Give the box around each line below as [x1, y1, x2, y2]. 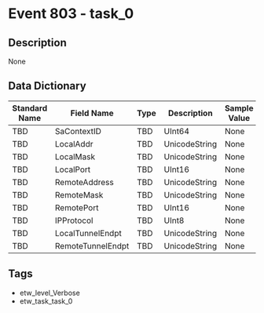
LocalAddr [54, 138, 93, 149]
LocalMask [54, 151, 96, 162]
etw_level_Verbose [19, 288, 80, 297]
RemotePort [54, 202, 99, 213]
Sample [224, 103, 254, 114]
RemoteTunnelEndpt [54, 240, 130, 251]
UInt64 [163, 126, 190, 136]
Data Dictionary [8, 79, 86, 93]
